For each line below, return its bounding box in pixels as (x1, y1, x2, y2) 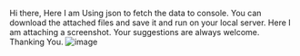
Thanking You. (9, 36, 64, 47)
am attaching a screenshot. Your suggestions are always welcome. (9, 27, 260, 37)
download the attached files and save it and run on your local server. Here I (9, 17, 291, 28)
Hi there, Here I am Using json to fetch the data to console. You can (9, 8, 262, 18)
